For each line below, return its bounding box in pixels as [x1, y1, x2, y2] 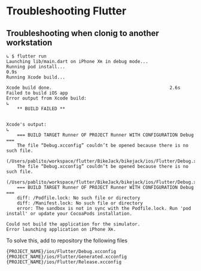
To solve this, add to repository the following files [6, 237, 127, 244]
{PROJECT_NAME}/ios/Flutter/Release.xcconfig [6, 259, 121, 265]
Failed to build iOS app [6, 90, 68, 96]
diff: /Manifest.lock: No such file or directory [17, 200, 144, 206]
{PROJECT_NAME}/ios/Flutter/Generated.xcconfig [6, 254, 127, 260]
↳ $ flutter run [6, 53, 47, 59]
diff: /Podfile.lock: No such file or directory [17, 195, 141, 201]
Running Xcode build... [6, 74, 66, 80]
